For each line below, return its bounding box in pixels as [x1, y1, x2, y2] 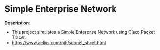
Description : [4, 20, 30, 25]
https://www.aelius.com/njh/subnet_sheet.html [11, 39, 106, 45]
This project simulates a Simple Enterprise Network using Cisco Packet [11, 29, 155, 35]
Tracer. [11, 34, 26, 40]
